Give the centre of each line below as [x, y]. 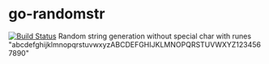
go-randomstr [57, 14]
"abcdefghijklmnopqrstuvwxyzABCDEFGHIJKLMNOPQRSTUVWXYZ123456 [135, 44]
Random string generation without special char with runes [155, 36]
